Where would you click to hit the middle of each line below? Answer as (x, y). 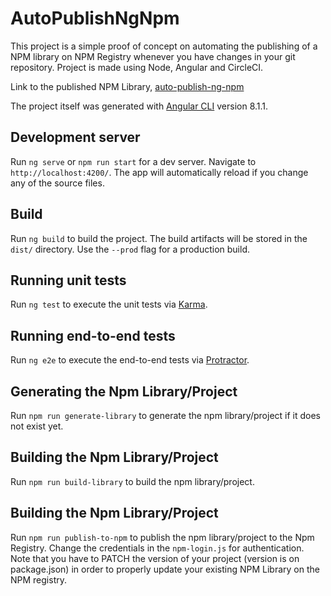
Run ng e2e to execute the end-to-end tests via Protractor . (130, 360)
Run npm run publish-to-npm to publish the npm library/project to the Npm (162, 537)
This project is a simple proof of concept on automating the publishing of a (164, 46)
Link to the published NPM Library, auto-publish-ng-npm (127, 86)
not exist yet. (37, 426)
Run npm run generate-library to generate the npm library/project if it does (165, 415)
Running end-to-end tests (93, 335)
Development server (75, 137)
